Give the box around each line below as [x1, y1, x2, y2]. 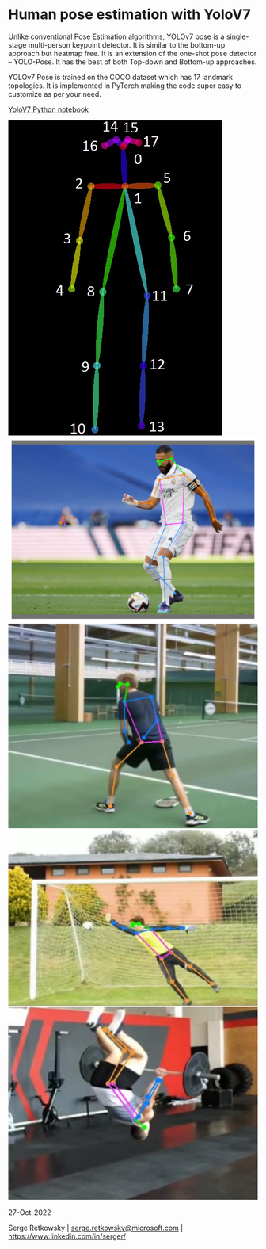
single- [226, 32, 249, 41]
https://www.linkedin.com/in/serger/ [8, 1231, 127, 1241]
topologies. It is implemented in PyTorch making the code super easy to [8, 81, 242, 90]
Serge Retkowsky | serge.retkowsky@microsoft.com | [8, 1223, 184, 1232]
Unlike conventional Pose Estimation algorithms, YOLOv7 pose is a [8, 32, 225, 41]
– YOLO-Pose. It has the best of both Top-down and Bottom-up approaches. [8, 57, 257, 67]
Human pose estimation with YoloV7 [8, 6, 251, 24]
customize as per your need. [8, 89, 101, 98]
